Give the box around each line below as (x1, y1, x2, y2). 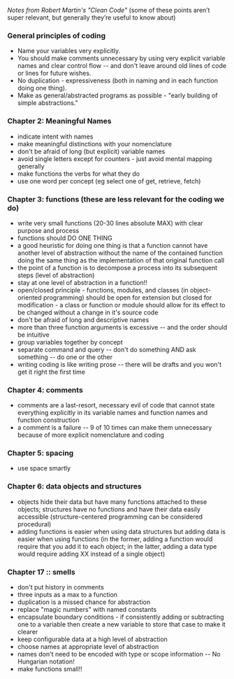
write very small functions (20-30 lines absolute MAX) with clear (17, 218, 204, 227)
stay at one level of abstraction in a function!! (17, 278, 148, 286)
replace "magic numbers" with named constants (17, 605, 157, 614)
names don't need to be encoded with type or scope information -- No (17, 650, 221, 659)
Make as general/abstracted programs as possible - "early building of (17, 91, 218, 100)
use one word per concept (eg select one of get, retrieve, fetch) (17, 176, 201, 185)
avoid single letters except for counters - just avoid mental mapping (17, 154, 212, 163)
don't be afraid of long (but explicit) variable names (17, 147, 166, 155)
